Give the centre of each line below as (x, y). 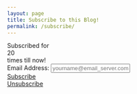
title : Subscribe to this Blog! (53, 20)
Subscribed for (28, 46)
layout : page (26, 13)
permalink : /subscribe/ (41, 26)
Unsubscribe (25, 84)
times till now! (27, 60)
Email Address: (28, 68)
